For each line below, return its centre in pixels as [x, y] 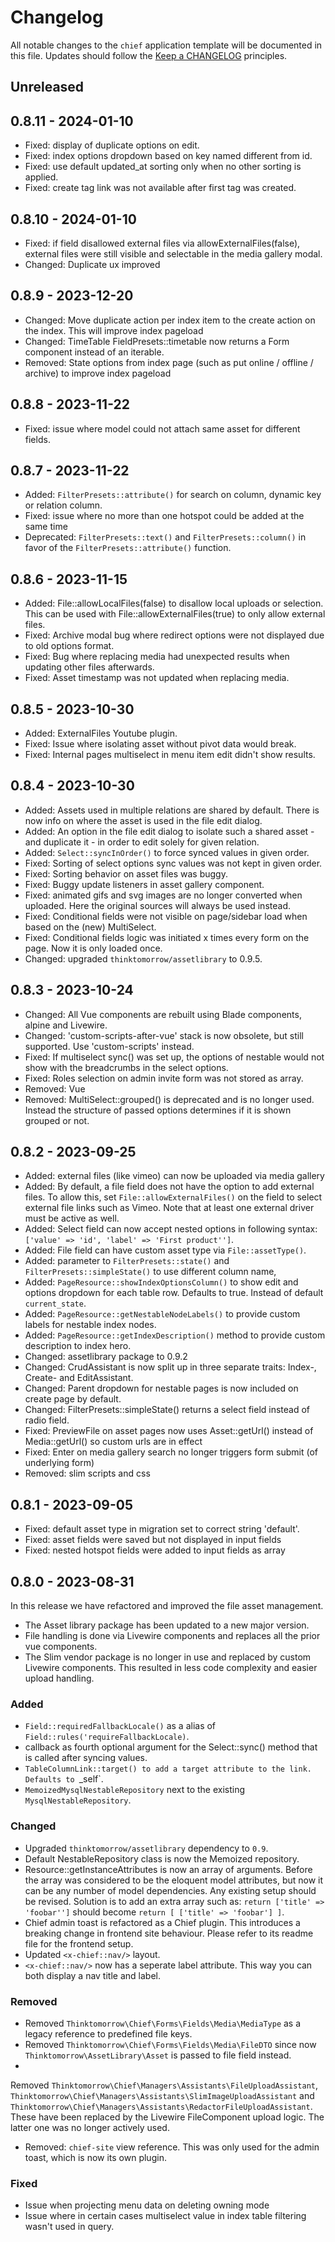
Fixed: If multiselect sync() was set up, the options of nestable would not [174, 1057]
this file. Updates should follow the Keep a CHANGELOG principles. [149, 55]
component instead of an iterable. [94, 352]
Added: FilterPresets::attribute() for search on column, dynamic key [173, 495]
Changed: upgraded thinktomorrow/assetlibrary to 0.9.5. [143, 958]
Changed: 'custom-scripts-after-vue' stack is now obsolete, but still [164, 1035]
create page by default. [73, 1399]
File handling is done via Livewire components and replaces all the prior [172, 1636]
